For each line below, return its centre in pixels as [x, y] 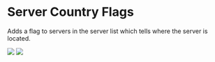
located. [19, 38]
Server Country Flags [71, 12]
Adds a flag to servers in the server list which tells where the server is [107, 31]
